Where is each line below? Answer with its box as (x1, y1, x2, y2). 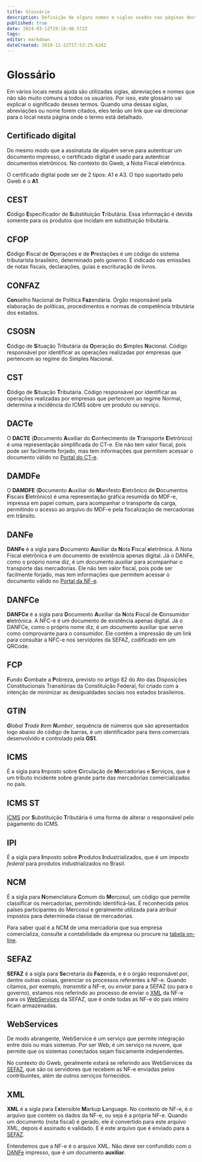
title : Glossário (7, 8, 50, 15)
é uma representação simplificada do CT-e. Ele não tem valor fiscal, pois (7, 441, 186, 448)
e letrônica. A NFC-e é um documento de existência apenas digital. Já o (7, 617, 183, 624)
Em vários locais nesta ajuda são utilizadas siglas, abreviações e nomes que (7, 88, 195, 95)
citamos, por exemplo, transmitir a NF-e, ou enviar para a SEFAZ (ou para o (7, 983, 193, 990)
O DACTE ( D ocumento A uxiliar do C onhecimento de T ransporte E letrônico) (7, 434, 193, 441)
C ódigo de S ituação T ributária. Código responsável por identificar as (7, 388, 177, 396)
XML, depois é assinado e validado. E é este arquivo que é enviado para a (7, 1125, 189, 1132)
